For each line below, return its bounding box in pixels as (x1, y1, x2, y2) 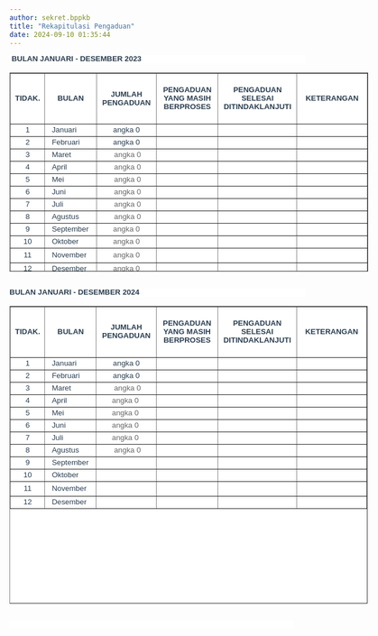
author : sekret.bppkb (9, 13, 91, 23)
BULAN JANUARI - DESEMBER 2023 (11, 54, 143, 64)
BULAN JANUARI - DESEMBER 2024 (9, 288, 140, 298)
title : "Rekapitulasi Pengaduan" (9, 22, 135, 31)
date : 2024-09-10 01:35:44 (9, 30, 111, 39)
